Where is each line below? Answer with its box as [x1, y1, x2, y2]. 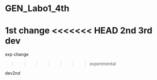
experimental [89, 61, 116, 67]
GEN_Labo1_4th [5, 3, 70, 14]
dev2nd [5, 70, 20, 76]
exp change [5, 51, 29, 57]
